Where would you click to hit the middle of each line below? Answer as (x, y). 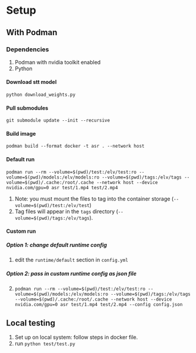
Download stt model (31, 82)
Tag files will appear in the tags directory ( (67, 211)
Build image (21, 133)
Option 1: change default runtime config (57, 245)
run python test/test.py (45, 343)
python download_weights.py (41, 95)
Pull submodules (27, 108)
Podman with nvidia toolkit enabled (58, 62)
